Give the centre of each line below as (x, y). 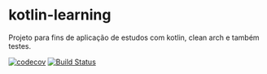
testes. (20, 46)
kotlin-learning (60, 15)
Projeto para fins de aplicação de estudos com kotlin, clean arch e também (134, 37)
